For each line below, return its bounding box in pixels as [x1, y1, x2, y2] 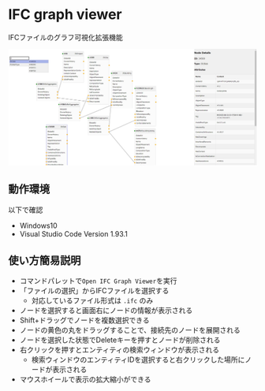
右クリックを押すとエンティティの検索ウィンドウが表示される [19, 345, 220, 355]
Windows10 [19, 221, 58, 230]
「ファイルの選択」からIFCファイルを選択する [19, 286, 170, 296]
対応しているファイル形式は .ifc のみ [31, 296, 154, 305]
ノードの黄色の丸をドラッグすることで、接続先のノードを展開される [19, 326, 241, 335]
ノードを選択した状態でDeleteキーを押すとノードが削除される [19, 335, 221, 344]
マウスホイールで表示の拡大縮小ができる [19, 374, 151, 384]
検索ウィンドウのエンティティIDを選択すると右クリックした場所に [31, 355, 245, 364]
